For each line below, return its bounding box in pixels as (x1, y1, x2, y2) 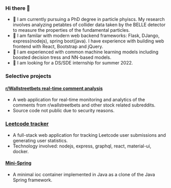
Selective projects (5, 73, 52, 80)
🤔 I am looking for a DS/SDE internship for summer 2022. (12, 60, 133, 66)
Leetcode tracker (5, 120, 49, 128)
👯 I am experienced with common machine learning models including (12, 49, 159, 55)
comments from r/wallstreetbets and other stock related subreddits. (12, 102, 156, 108)
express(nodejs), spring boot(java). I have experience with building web (12, 38, 164, 44)
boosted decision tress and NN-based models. (12, 54, 112, 60)
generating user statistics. (12, 137, 68, 143)
